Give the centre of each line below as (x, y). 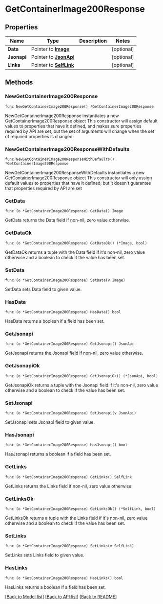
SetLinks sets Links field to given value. (45, 555)
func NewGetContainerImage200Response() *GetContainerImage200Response (79, 106)
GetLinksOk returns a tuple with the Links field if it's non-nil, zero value (76, 518)
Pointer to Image (50, 49)
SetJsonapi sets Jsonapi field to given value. (50, 422)
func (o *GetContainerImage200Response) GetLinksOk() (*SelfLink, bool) (81, 509)
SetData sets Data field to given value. (43, 289)
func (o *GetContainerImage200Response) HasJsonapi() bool (66, 445)
